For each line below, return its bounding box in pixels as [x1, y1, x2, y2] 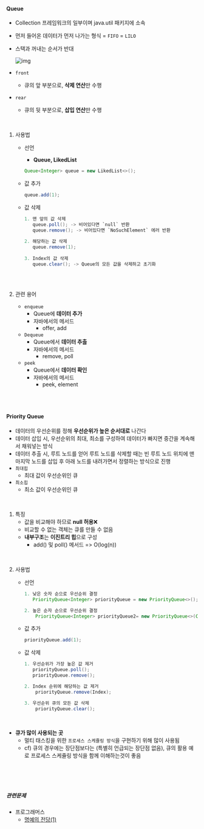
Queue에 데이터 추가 [33, 309, 83, 317]
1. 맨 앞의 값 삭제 [24, 216, 66, 222]
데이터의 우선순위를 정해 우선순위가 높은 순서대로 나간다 [15, 427, 147, 434]
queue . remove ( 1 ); [32, 244, 76, 250]
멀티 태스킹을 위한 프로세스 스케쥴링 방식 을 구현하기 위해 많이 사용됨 [24, 737, 180, 744]
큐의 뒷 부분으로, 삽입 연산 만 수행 [24, 107, 102, 114]
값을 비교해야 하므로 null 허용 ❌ [24, 518, 98, 525]
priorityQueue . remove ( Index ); [35, 689, 112, 695]
